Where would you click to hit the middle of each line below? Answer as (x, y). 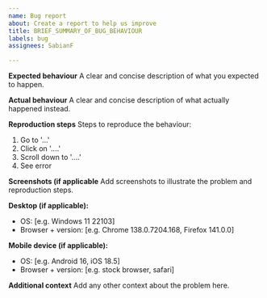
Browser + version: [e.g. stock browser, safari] (97, 270)
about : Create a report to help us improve (83, 23)
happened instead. (40, 109)
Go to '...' (35, 140)
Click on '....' (40, 149)
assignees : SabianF (41, 46)
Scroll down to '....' (51, 157)
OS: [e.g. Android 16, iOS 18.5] (70, 261)
